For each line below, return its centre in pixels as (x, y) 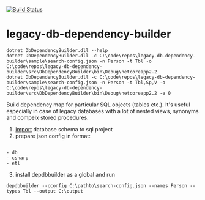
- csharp (17, 158)
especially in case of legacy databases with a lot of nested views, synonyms (102, 111)
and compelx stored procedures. (47, 117)
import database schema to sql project (64, 129)
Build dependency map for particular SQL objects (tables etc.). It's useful (99, 105)
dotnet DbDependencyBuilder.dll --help (57, 50)
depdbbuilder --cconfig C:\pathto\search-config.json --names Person (97, 186)
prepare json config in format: (53, 136)
